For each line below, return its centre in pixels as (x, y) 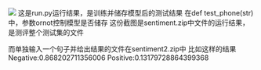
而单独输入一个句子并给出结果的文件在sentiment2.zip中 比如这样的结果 (122, 49)
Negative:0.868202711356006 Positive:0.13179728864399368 (109, 58)
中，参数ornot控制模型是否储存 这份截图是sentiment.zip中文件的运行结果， (129, 23)
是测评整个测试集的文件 (46, 32)
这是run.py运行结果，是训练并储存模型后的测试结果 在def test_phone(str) (136, 13)
